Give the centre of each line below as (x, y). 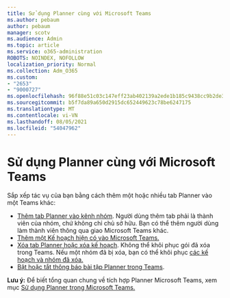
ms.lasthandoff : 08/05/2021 (47, 122)
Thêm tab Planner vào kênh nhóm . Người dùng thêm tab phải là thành (115, 216)
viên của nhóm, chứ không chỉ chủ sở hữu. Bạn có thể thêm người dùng (118, 223)
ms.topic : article (33, 45)
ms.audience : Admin (35, 39)
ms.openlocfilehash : (37, 97)
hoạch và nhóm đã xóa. (50, 260)
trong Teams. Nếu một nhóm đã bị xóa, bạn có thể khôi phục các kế (113, 252)
